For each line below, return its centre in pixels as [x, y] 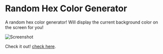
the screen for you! [24, 27]
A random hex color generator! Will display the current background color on [82, 22]
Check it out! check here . [31, 46]
